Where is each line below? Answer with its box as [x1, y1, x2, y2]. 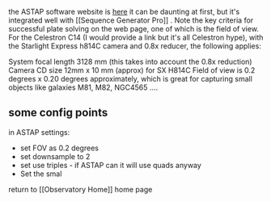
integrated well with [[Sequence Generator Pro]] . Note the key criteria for [8, 15, 254, 25]
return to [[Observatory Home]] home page [8, 184, 153, 194]
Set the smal [19, 169, 62, 179]
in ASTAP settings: [8, 127, 70, 137]
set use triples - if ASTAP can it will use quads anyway [19, 160, 202, 170]
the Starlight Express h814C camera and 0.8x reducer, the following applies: [8, 41, 261, 51]
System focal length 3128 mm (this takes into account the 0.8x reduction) [8, 57, 252, 66]
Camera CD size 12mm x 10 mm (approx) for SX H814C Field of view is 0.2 [8, 65, 256, 75]
